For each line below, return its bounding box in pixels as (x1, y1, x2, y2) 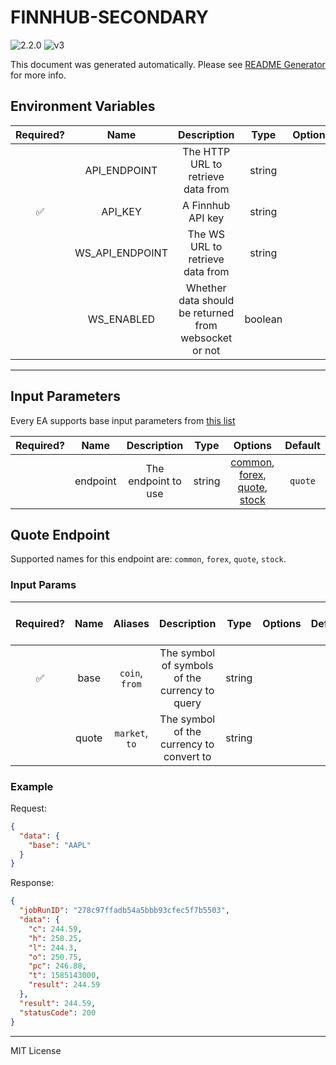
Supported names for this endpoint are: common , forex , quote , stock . (10, 553, 287, 565)
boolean (244, 312, 283, 326)
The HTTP (182, 144, 231, 158)
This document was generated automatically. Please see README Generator (10, 58, 326, 70)
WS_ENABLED (87, 312, 156, 326)
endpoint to (128, 474, 182, 488)
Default (284, 438, 321, 452)
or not (192, 343, 221, 357)
